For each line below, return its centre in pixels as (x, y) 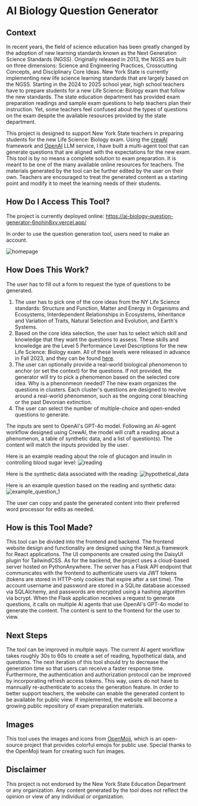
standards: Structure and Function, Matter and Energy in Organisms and (102, 308)
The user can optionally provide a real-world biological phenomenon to (101, 364)
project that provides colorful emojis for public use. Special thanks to (108, 745)
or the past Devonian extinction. (53, 402)
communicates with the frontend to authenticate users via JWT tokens (91, 573)
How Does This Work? (48, 270)
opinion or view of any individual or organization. (65, 796)
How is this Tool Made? (49, 528)
